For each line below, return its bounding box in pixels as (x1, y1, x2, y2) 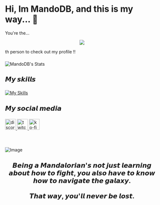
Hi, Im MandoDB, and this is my (5, 3, 133, 15)
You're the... (5, 30, 30, 36)
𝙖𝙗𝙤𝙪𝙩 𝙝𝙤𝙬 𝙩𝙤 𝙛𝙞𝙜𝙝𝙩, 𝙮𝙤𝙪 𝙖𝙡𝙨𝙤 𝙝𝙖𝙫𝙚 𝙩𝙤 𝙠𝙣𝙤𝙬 (9, 169, 155, 177)
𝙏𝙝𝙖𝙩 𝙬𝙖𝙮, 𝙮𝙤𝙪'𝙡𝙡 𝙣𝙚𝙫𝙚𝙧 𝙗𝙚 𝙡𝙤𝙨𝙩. (29, 192, 135, 200)
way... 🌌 (5, 14, 38, 25)
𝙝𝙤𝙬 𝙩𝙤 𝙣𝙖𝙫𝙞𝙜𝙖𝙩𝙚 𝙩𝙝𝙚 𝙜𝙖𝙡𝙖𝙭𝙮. (33, 177, 131, 185)
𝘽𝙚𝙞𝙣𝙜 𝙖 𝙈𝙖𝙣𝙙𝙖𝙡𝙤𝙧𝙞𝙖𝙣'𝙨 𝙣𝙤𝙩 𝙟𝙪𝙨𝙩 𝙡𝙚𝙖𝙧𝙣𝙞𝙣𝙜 (12, 161, 152, 170)
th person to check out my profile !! (5, 49, 76, 54)
